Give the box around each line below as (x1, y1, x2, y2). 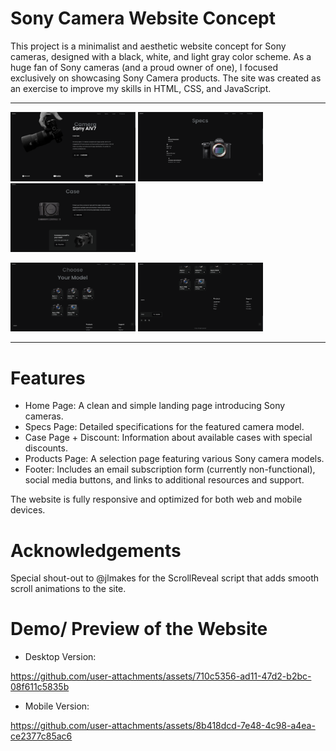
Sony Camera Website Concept (10, 7, 276, 30)
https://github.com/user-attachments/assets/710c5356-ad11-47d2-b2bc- (10, 670, 312, 682)
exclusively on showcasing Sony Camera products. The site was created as (10, 72, 322, 84)
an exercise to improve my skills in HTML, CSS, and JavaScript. (10, 82, 272, 94)
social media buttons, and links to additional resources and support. (24, 474, 305, 486)
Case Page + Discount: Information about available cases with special (24, 432, 313, 444)
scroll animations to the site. (10, 583, 127, 595)
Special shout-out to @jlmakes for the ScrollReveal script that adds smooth (10, 572, 320, 584)
